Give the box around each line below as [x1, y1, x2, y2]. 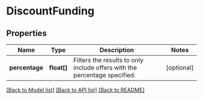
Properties [6, 28, 47, 38]
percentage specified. [73, 71, 136, 79]
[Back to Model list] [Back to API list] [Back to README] [6, 86, 145, 94]
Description [99, 46, 134, 54]
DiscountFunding [6, 4, 95, 18]
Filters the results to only [73, 56, 144, 64]
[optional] [166, 64, 194, 71]
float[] [49, 64, 68, 71]
